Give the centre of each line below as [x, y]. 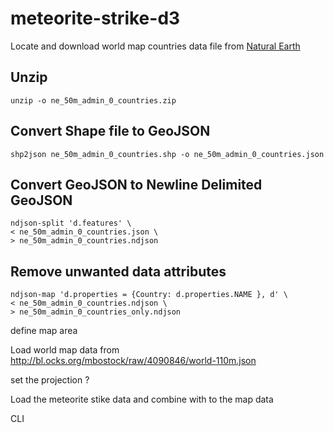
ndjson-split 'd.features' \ [71, 223]
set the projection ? [50, 380]
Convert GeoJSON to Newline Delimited [136, 184]
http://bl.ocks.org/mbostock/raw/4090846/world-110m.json [133, 361]
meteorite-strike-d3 [95, 18]
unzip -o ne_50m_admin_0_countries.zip [93, 100]
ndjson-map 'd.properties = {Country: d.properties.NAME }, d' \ [149, 295]
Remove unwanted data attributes [118, 271]
